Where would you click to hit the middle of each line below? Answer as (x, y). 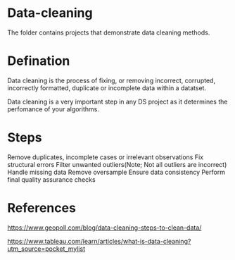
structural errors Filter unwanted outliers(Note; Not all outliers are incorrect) (117, 164)
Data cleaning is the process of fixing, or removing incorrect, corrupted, (112, 80)
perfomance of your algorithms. (53, 109)
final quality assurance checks (52, 179)
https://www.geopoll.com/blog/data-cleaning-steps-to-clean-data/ (104, 228)
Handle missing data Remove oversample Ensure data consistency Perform (116, 172)
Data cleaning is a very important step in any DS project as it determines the (118, 101)
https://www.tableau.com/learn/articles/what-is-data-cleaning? (99, 241)
